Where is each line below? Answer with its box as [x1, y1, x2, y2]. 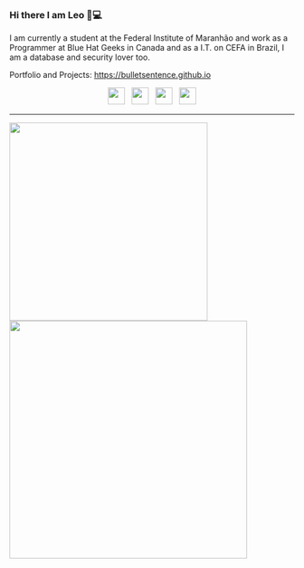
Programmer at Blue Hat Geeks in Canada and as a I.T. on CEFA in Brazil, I [9, 43, 285, 53]
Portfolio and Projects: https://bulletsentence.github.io [9, 70, 211, 81]
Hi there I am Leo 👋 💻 [9, 8, 102, 21]
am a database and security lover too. [9, 52, 151, 63]
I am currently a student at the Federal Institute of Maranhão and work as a [9, 33, 288, 43]
